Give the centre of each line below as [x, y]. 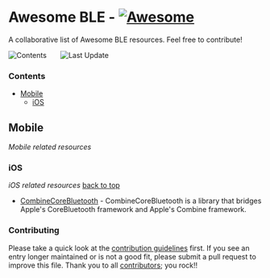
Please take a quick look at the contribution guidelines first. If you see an [129, 248]
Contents [27, 76]
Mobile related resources [50, 147]
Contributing [34, 230]
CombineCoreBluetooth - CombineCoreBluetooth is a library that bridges [141, 201]
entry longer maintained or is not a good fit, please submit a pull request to [132, 256]
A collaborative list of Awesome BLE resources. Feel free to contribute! [126, 39]
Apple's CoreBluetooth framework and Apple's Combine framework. [133, 210]
